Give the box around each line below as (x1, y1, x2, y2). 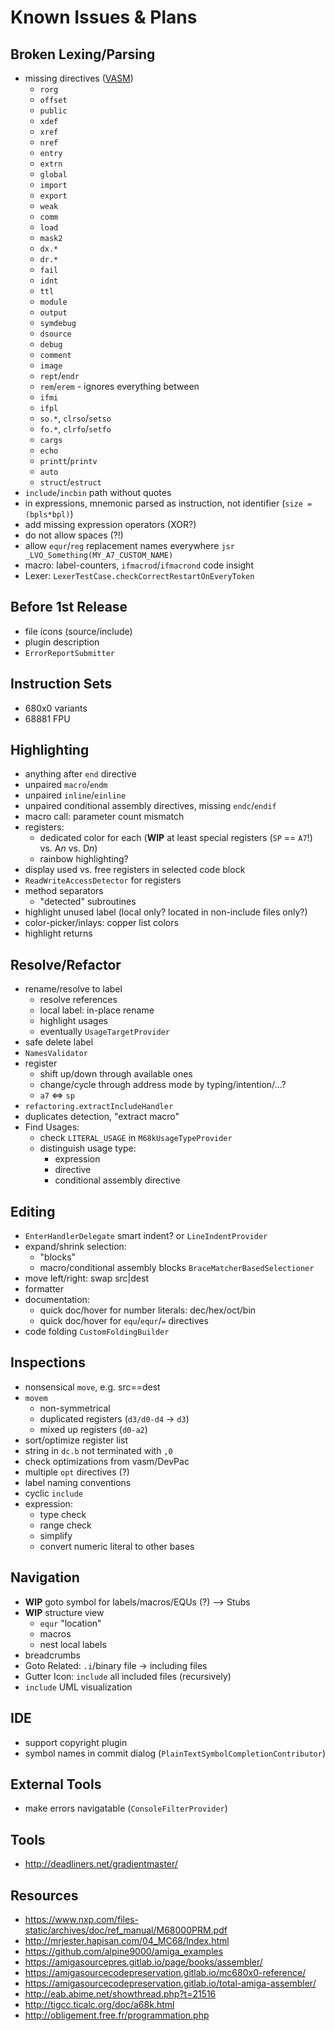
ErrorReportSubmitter (24, 648, 115, 658)
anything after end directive (24, 768, 137, 780)
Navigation (10, 1569, 80, 1586)
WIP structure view (24, 1606, 105, 1618)
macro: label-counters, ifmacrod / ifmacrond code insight (24, 559, 254, 571)
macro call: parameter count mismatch (24, 811, 185, 823)
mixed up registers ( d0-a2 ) (39, 1423, 148, 1435)
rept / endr (39, 370, 80, 381)
